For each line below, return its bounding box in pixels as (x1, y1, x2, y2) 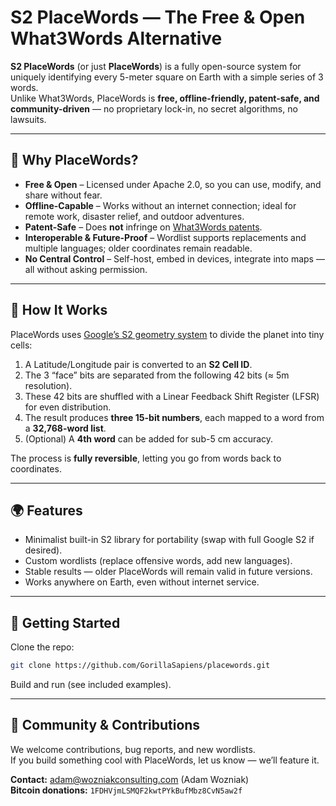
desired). (24, 544, 63, 556)
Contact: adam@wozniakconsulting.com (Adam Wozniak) (10, 773, 250, 785)
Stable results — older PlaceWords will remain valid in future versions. (24, 566, 313, 578)
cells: (10, 339, 33, 351)
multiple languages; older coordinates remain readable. (24, 242, 253, 254)
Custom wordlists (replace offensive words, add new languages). (24, 555, 293, 567)
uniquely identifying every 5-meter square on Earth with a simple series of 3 (10, 71, 324, 83)
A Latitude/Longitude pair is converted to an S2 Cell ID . (24, 358, 253, 370)
